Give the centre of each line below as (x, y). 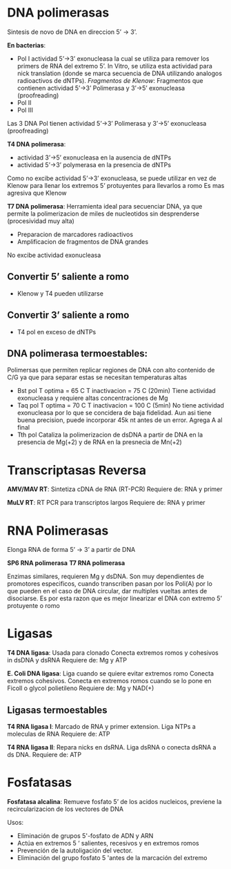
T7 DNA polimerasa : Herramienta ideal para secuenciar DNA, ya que (105, 206)
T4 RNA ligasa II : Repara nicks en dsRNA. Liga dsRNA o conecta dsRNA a (112, 747)
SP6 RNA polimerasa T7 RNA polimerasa (66, 563)
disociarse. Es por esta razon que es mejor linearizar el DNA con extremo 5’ (115, 598)
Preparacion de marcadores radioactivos (75, 234)
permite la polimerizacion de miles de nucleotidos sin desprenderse (103, 213)
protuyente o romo (33, 606)
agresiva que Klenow (37, 193)
